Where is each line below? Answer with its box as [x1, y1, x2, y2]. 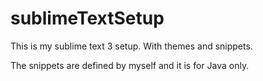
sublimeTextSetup [10, 7, 165, 30]
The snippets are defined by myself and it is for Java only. [10, 59, 250, 71]
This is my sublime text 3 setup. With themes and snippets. [10, 40, 253, 52]
